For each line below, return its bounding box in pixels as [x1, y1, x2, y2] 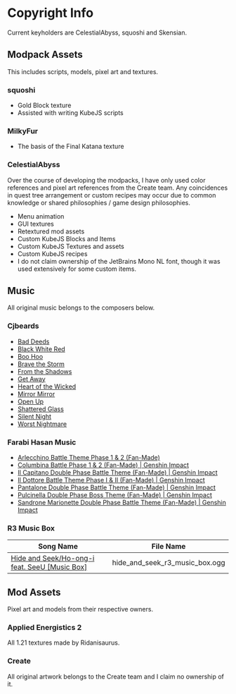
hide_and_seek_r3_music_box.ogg [112, 558, 225, 568]
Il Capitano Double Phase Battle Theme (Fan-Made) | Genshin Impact [17, 468, 218, 477]
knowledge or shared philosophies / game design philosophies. [7, 198, 191, 207]
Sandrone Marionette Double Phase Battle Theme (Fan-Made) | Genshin [17, 499, 226, 507]
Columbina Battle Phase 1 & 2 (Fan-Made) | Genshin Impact [17, 461, 190, 470]
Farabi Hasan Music [7, 437, 77, 447]
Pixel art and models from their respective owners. [7, 605, 153, 614]
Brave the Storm [17, 360, 65, 368]
